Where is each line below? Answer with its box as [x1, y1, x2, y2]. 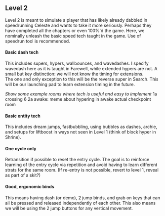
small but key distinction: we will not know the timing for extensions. [5, 71, 144, 77]
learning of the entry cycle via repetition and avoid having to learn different [5, 162, 158, 168]
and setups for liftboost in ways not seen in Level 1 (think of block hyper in [5, 129, 157, 135]
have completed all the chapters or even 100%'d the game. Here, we [5, 27, 145, 34]
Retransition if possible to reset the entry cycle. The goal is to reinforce [5, 157, 150, 163]
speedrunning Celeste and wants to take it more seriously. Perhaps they [5, 22, 152, 28]
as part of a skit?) [5, 173, 41, 178]
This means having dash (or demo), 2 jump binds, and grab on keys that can [5, 195, 161, 201]
